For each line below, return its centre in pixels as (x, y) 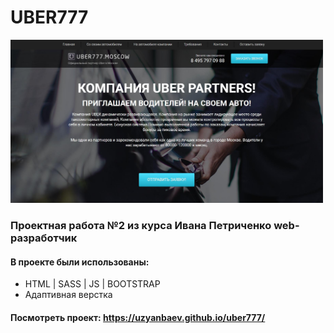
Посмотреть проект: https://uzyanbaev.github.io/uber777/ (138, 317)
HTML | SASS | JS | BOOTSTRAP (92, 284)
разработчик (44, 238)
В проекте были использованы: (80, 262)
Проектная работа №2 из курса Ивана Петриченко (141, 226)
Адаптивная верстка (68, 295)
